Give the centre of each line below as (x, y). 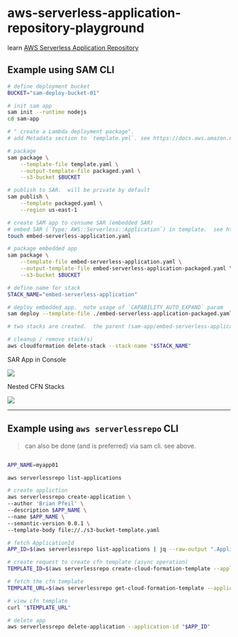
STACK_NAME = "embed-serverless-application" (73, 294)
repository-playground (76, 28)
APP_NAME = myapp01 (33, 465)
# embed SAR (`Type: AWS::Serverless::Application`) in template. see (115, 229)
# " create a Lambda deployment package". (71, 132)
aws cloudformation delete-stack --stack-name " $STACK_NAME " (100, 346)
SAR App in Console (37, 359)
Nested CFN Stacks (36, 386)
